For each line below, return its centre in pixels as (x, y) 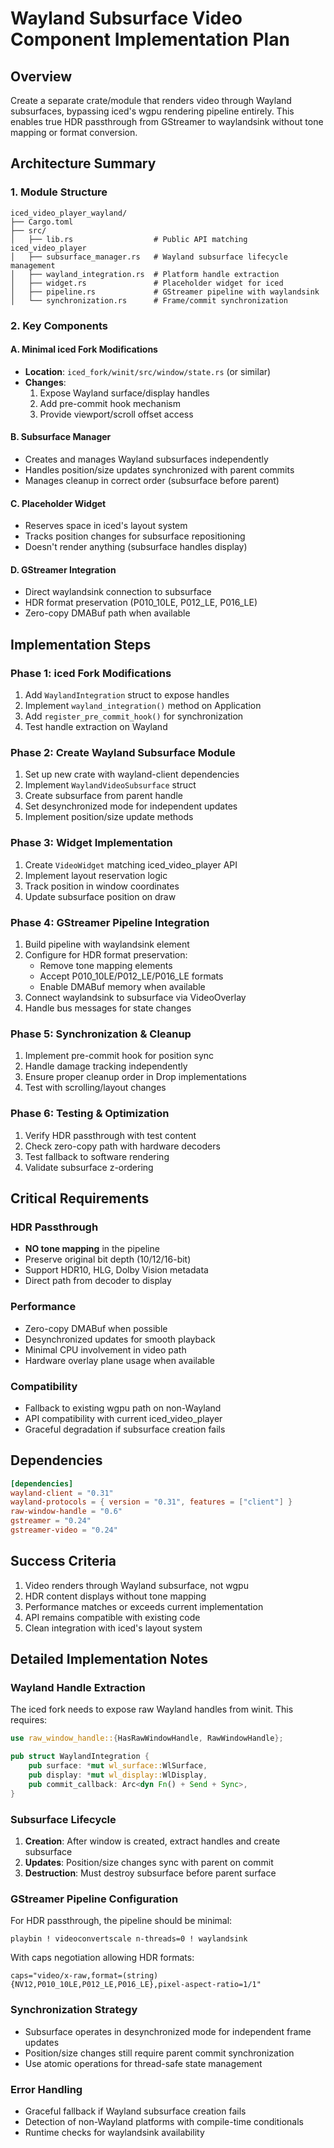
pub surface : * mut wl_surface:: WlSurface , (118, 1766)
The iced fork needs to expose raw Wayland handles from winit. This (152, 1709)
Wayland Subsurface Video (126, 18)
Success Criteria (63, 1561)
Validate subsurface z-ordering (89, 1167)
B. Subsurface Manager (61, 437)
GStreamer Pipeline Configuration (94, 1899)
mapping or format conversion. (74, 132)
